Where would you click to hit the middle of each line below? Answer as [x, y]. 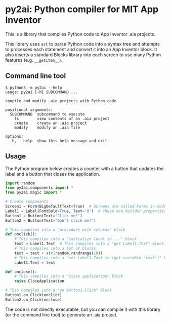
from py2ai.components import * [39, 188]
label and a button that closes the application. [53, 174]
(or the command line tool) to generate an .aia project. [61, 314]
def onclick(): [21, 234]
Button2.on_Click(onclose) [34, 300]
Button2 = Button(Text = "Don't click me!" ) [51, 220]
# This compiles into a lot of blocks [55, 249]
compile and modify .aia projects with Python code [61, 101]
